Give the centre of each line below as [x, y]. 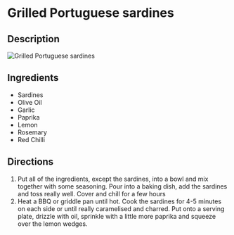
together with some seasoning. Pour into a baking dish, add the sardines [122, 186]
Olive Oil [30, 102]
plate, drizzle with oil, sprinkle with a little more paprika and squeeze [117, 216]
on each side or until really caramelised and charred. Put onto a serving [121, 208]
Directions [31, 162]
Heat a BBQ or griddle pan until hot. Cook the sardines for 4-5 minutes [119, 201]
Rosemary [32, 132]
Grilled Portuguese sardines [91, 13]
